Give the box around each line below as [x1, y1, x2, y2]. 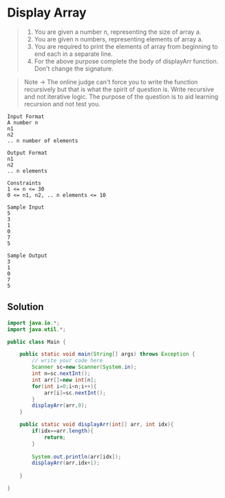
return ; [43, 434, 67, 441]
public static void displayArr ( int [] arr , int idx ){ [19, 421, 174, 428]
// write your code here [32, 357, 103, 364]
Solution [7, 301, 44, 313]
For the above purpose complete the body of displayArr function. [34, 57, 219, 65]
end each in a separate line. [34, 50, 114, 58]
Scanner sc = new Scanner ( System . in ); [32, 364, 137, 371]
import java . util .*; [7, 326, 67, 333]
